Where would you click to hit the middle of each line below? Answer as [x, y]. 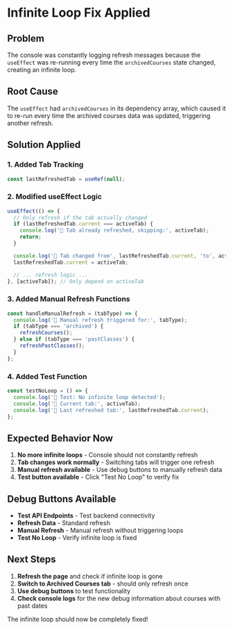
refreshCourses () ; [46, 333]
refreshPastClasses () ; [52, 346]
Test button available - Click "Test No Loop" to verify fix [98, 477]
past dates [32, 606]
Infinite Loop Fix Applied [79, 13]
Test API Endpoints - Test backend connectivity [86, 516]
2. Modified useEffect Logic [55, 197]
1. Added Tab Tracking [45, 164]
